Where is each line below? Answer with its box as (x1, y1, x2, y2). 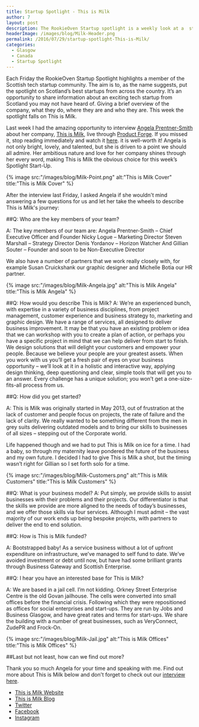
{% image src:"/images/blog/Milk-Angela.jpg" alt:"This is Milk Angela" (6, 282, 177, 289)
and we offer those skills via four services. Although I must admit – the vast (6, 508, 190, 516)
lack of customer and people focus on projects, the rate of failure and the (6, 410, 185, 418)
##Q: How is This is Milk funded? (6, 532, 87, 539)
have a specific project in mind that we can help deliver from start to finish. (6, 337, 189, 344)
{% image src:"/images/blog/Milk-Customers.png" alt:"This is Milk (6, 472, 168, 479)
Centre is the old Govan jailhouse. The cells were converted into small (6, 592, 176, 599)
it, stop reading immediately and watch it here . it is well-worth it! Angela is (6, 137, 187, 144)
